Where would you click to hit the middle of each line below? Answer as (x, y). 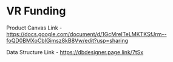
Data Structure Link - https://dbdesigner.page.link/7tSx (75, 52)
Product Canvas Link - (34, 28)
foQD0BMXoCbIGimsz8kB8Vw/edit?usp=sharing (67, 40)
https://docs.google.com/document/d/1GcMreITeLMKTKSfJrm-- (86, 34)
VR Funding (36, 11)
